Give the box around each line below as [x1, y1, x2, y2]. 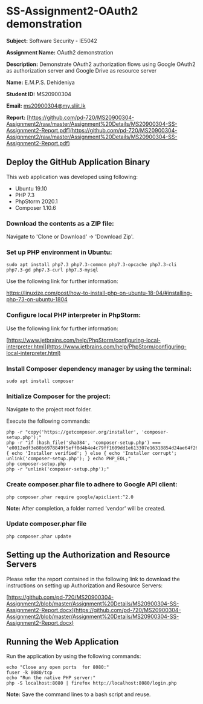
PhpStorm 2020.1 [14, 198, 59, 205]
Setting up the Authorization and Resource [6, 550, 170, 560]
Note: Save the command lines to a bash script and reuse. [6, 691, 151, 698]
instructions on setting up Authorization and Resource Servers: [6, 582, 163, 589]
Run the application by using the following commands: [6, 653, 141, 660]
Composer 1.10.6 [14, 204, 56, 211]
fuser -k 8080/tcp [6, 670, 53, 676]
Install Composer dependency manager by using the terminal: [6, 364, 192, 373]
